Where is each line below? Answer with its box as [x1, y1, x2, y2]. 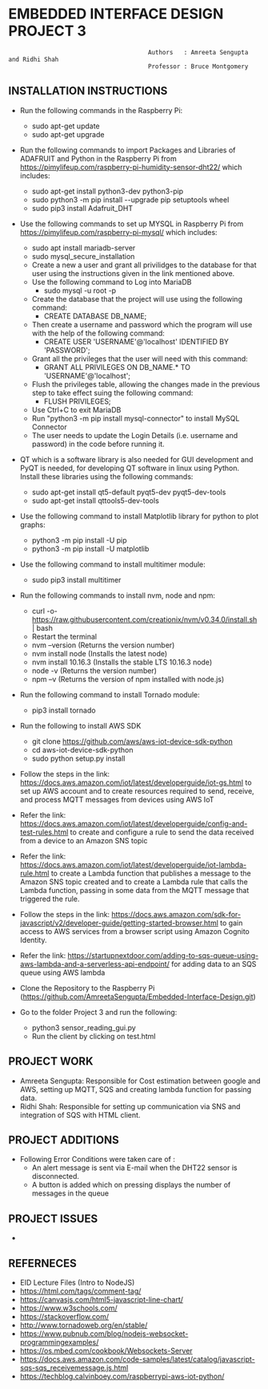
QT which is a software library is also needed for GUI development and [19, 454, 254, 464]
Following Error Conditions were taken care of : [19, 1155, 176, 1164]
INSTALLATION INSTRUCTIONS [8, 84, 168, 98]
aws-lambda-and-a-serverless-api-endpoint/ [19, 959, 170, 969]
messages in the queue [31, 1188, 110, 1198]
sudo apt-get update [31, 121, 100, 131]
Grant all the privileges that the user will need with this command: [31, 354, 248, 363]
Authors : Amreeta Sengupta [147, 48, 249, 56]
